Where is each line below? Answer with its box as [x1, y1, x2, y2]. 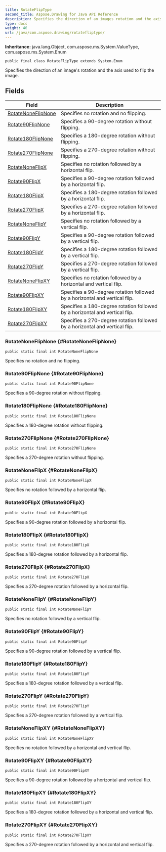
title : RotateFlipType [5, 7, 52, 12]
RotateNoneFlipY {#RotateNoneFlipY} [5, 596, 97, 603]
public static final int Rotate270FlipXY [5, 833, 92, 838]
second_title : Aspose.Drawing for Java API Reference [5, 12, 119, 17]
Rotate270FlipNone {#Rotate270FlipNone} [5, 435, 110, 442]
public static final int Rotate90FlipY [5, 639, 87, 644]
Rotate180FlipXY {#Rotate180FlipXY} [5, 789, 96, 796]
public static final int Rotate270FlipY [5, 704, 90, 709]
